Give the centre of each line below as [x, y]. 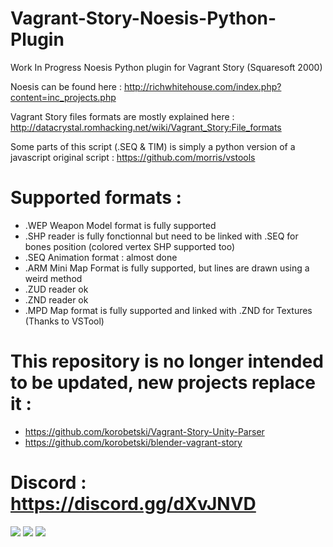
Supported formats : [96, 198]
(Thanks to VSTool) [64, 321]
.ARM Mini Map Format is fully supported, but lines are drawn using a [167, 268]
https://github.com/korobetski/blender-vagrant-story [133, 442]
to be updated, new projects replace [163, 383]
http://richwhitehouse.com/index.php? [202, 86]
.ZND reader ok [56, 299]
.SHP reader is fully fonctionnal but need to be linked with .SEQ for [161, 236]
